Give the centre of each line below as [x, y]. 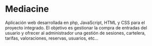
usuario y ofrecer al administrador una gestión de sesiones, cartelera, [76, 33]
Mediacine [27, 9]
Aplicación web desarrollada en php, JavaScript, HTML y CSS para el [75, 23]
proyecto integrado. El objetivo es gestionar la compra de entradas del [76, 27]
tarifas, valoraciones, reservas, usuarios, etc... [52, 38]
